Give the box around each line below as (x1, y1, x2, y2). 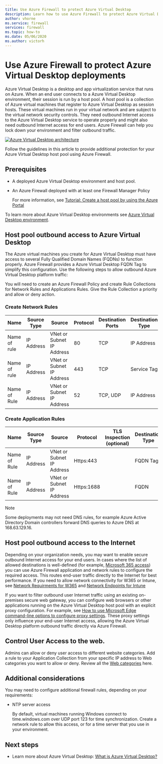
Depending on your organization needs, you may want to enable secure (5, 551, 148, 557)
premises (5, 597, 24, 603)
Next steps (5, 741, 39, 749)
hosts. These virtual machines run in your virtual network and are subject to (5, 106, 156, 112)
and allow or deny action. (5, 292, 56, 298)
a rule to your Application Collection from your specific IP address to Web (5, 655, 152, 661)
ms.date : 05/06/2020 (5, 34, 47, 39)
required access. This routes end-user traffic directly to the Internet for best (5, 572, 157, 578)
